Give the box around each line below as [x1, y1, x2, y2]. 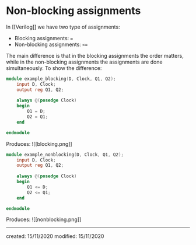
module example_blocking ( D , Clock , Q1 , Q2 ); [6, 76, 116, 82]
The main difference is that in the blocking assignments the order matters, [6, 52, 184, 59]
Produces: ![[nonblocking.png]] [6, 216, 82, 223]
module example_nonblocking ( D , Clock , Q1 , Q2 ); [6, 152, 124, 157]
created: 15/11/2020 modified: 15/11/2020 [6, 233, 104, 240]
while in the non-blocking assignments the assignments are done [6, 58, 163, 65]
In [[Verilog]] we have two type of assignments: [6, 23, 121, 30]
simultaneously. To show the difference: [6, 64, 102, 71]
